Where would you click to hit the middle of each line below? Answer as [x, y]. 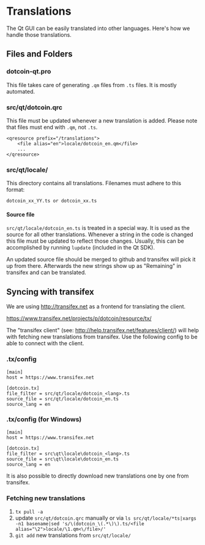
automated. [21, 91]
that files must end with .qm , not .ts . [52, 127]
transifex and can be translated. [47, 272]
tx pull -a [29, 512]
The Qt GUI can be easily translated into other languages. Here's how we [98, 28]
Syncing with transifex [50, 292]
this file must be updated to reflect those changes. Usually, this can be [95, 241]
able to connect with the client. [45, 343]
